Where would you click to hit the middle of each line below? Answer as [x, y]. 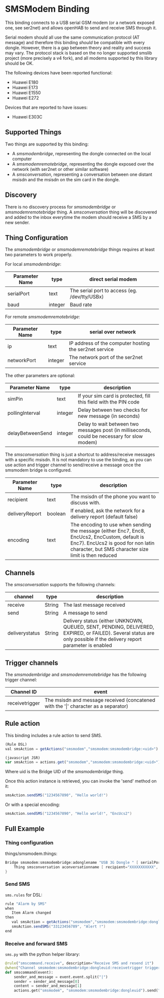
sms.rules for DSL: [24, 895]
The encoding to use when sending [111, 525]
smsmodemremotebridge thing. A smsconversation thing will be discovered [81, 212]
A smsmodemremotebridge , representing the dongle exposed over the [83, 164]
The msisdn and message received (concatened [100, 700]
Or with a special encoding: [32, 805]
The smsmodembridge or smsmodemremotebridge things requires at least [80, 249]
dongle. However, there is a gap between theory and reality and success [78, 48]
